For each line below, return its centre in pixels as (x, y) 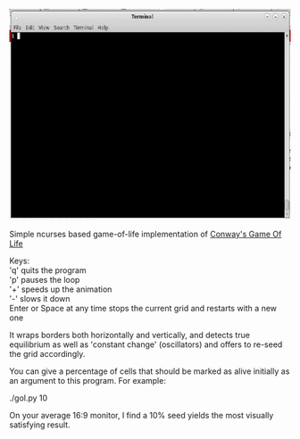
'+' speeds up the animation (61, 289)
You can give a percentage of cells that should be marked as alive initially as (150, 371)
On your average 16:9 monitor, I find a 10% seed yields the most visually (142, 415)
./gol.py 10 (29, 398)
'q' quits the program (48, 270)
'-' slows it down (40, 298)
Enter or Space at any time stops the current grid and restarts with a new (143, 308)
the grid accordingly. (47, 354)
